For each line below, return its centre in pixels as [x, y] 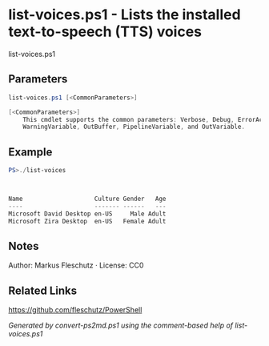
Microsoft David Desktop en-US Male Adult [87, 214]
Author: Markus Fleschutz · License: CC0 [76, 265]
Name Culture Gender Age [87, 199]
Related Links [43, 290]
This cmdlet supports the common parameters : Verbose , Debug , [128, 119]
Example [30, 152]
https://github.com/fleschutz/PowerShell [75, 310]
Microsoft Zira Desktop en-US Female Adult [87, 221]
